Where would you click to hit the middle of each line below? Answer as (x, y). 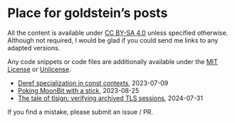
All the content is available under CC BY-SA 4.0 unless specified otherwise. (118, 33)
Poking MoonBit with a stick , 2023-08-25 (78, 90)
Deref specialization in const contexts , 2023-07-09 (93, 82)
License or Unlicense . (39, 69)
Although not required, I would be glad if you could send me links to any (113, 40)
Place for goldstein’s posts (88, 13)
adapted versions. (34, 48)
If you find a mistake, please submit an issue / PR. (80, 112)
